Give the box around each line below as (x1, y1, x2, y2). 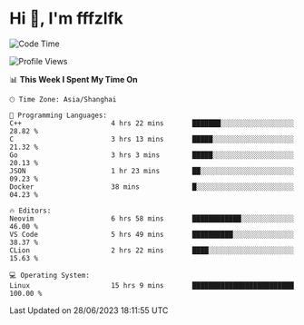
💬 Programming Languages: (9, 111, 107, 120)
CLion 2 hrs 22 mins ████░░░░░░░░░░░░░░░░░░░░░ (9, 245, 295, 255)
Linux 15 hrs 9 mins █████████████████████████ (9, 281, 295, 290)
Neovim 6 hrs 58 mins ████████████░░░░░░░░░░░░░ (9, 213, 295, 223)
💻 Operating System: (9, 271, 91, 280)
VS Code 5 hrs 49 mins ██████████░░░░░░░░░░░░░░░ (9, 230, 295, 239)
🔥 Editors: (9, 206, 52, 215)
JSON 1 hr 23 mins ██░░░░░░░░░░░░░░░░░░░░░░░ (9, 166, 295, 175)
